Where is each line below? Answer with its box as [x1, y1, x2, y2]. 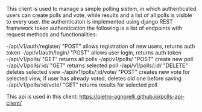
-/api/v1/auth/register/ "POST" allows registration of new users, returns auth [6, 42, 195, 50]
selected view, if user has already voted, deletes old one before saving [6, 75, 182, 82]
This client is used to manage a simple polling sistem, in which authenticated [6, 5, 197, 12]
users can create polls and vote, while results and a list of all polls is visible [6, 12, 192, 19]
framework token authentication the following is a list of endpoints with [6, 24, 183, 31]
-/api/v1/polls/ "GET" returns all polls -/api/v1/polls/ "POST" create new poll [6, 56, 194, 62]
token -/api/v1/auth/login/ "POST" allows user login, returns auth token [6, 49, 182, 56]
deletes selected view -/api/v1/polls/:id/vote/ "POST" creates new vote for [6, 68, 191, 75]
